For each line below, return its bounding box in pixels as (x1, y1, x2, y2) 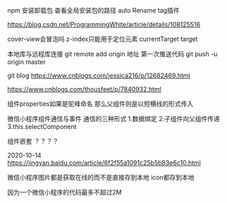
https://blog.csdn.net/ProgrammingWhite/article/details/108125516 (7, 20, 201, 28)
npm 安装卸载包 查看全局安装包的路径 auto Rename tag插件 (7, 6, 180, 14)
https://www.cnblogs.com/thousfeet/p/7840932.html (7, 85, 162, 93)
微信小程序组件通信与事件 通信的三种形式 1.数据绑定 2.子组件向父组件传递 (7, 115, 221, 123)
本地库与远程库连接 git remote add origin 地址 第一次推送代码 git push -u (7, 50, 218, 58)
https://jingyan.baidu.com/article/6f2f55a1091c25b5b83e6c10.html (7, 159, 201, 167)
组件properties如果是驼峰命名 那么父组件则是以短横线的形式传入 (7, 99, 194, 108)
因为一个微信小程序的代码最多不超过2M (7, 188, 122, 196)
